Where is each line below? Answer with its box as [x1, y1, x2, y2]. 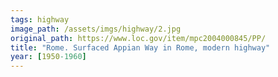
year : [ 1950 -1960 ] [10, 52, 87, 62]
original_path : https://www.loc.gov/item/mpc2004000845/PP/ [10, 33, 267, 43]
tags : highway [10, 14, 70, 25]
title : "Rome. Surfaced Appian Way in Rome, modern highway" [10, 42, 271, 53]
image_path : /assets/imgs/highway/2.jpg [10, 24, 182, 34]
